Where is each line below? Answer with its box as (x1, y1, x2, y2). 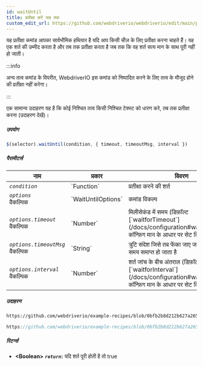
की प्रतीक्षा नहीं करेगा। (6, 81, 48, 88)
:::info (6, 62, 21, 70)
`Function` (71, 182, 100, 191)
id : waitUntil (6, 8, 42, 15)
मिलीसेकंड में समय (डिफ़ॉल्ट (128, 208, 188, 217)
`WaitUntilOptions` (71, 195, 123, 203)
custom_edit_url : (6, 20, 50, 26)
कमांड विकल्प (128, 195, 158, 203)
